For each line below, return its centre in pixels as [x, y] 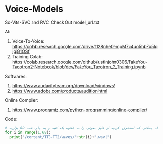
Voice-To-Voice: [28, 41]
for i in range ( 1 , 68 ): [28, 132]
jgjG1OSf [21, 51]
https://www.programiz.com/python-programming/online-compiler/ [79, 110]
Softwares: [16, 76]
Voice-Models [34, 9]
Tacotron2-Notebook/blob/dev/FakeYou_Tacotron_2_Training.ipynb [79, 67]
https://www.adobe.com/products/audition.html [60, 91]
